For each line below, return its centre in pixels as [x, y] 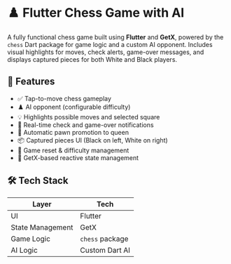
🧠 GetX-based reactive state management [78, 157]
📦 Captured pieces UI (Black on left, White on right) [92, 140]
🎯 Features [31, 82]
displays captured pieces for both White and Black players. [92, 59]
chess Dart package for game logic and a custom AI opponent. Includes [110, 44]
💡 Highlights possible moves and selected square [89, 117]
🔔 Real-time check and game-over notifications [85, 125]
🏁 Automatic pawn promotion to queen [73, 132]
